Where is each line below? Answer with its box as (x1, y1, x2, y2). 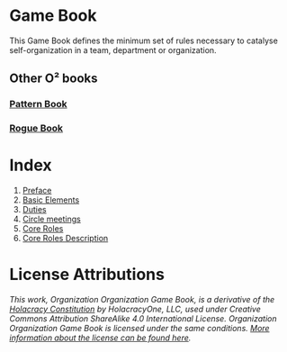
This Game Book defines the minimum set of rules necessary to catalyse (9, 35, 279, 46)
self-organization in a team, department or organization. (9, 44, 218, 55)
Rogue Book (9, 122, 64, 135)
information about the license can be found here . (9, 332, 192, 343)
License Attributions (9, 265, 165, 284)
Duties (22, 204, 47, 215)
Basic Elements (22, 194, 80, 205)
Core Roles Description (22, 233, 109, 244)
